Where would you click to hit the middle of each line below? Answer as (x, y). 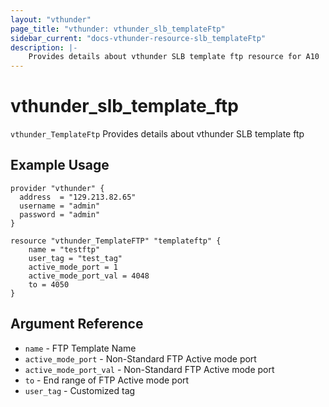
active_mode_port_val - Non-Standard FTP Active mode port (149, 369)
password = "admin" (60, 214)
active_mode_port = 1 (73, 267)
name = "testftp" (64, 249)
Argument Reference (77, 324)
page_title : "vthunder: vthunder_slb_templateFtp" (118, 29)
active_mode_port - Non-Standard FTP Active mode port (140, 358)
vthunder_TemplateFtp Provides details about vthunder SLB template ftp (157, 134)
